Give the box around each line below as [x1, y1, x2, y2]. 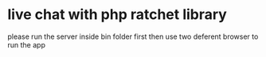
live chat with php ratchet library [7, 6, 228, 24]
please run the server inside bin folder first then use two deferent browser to [7, 32, 259, 41]
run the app [7, 40, 45, 49]
